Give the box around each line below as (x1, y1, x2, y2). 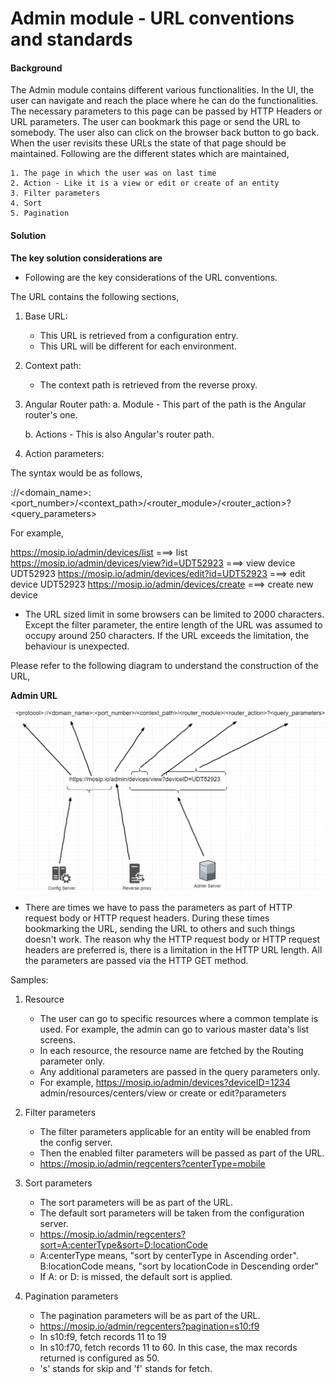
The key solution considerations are (10, 252, 163, 264)
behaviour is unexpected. (24, 640, 130, 652)
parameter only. (39, 1055, 105, 1067)
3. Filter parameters (10, 188, 101, 199)
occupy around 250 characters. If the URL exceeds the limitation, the (24, 629, 310, 641)
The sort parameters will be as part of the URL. (39, 1197, 233, 1209)
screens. (39, 1034, 77, 1046)
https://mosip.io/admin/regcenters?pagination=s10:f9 (39, 1320, 260, 1332)
